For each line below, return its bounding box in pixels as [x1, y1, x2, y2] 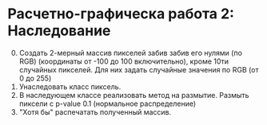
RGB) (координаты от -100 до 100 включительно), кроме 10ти [18, 57, 229, 66]
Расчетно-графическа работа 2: [7, 5, 235, 23]
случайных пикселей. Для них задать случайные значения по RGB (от [18, 64, 259, 74]
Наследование [7, 21, 111, 40]
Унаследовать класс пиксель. [18, 81, 122, 92]
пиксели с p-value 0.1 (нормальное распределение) [18, 99, 197, 108]
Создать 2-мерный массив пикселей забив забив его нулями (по [18, 48, 243, 57]
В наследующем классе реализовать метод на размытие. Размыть [18, 90, 249, 100]
